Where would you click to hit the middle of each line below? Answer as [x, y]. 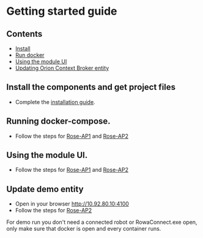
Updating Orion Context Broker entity [62, 68]
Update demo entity [45, 189]
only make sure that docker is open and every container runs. [84, 229]
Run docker [30, 55]
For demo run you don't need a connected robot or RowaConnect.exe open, [102, 222]
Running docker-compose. [59, 121]
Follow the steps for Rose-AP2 [54, 210]
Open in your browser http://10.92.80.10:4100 [72, 204]
